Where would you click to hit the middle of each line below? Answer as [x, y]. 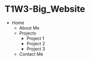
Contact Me [31, 54]
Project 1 [35, 38]
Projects [28, 33]
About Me [29, 28]
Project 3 [36, 49]
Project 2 [36, 43]
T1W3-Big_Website [45, 9]
